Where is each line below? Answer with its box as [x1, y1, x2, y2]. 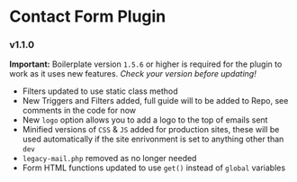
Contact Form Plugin [9, 6, 166, 27]
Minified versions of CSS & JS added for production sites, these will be [22, 124, 280, 135]
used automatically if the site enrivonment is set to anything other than [22, 133, 284, 145]
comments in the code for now [22, 105, 137, 116]
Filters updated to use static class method [22, 86, 178, 96]
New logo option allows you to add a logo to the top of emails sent [22, 114, 268, 125]
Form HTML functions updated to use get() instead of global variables [22, 162, 286, 173]
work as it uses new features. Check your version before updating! [9, 68, 256, 79]
